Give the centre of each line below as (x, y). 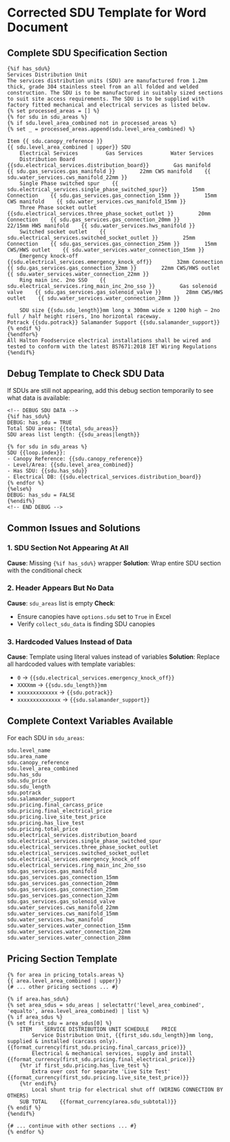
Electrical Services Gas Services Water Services (117, 153)
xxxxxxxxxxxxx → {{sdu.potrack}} (65, 693)
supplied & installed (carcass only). (63, 1041)
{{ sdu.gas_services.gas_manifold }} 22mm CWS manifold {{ (109, 171)
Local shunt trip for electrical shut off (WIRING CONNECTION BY (128, 1090)
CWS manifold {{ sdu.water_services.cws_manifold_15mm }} (97, 202)
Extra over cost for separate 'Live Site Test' (101, 1072)
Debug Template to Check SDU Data (86, 374)
